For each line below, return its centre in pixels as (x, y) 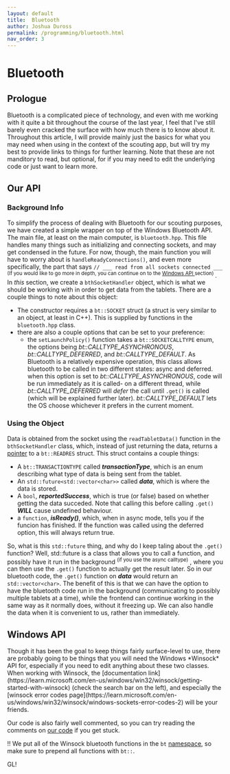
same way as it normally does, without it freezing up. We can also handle (110, 605)
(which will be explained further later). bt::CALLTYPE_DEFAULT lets (122, 398)
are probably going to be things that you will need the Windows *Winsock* (113, 658)
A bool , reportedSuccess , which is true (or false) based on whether (113, 496)
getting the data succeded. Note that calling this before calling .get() (115, 503)
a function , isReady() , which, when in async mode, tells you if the (111, 518)
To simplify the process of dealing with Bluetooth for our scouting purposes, (115, 223)
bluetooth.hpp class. (46, 325)
